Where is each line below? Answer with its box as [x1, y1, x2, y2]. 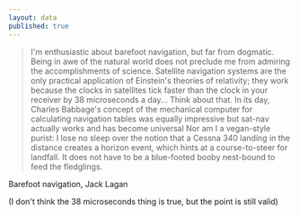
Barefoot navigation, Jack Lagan [8, 178, 128, 189]
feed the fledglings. [30, 161, 103, 172]
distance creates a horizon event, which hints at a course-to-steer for [30, 141, 288, 153]
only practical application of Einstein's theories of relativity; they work [30, 75, 289, 85]
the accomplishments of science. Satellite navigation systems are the [30, 65, 286, 76]
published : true [8, 22, 69, 31]
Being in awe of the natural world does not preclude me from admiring [30, 56, 291, 67]
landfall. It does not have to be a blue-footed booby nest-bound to [30, 151, 276, 162]
